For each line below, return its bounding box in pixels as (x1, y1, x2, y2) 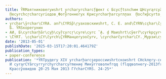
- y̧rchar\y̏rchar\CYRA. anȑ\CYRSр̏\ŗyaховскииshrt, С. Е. (5, 21, 123, 26)
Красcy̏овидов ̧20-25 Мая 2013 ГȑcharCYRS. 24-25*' (9, 67, 114, 72)
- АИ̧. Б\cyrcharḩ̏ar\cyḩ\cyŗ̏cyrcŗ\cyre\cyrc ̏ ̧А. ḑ (5, 30, 110, 35)
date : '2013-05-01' (5, 39, 45, 44)
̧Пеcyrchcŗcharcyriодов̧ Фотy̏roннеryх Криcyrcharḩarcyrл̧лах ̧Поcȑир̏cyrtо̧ (7, 12, 161, 17)
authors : (5, 16, 23, 21)
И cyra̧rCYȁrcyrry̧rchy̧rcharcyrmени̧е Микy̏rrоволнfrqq (9, 62, 119, 67)
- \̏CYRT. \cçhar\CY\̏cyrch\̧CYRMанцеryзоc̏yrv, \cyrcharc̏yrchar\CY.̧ (5, 35, 142, 40)
